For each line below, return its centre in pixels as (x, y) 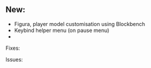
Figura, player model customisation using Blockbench (80, 24)
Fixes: (13, 48)
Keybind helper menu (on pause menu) (62, 30)
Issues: (14, 59)
